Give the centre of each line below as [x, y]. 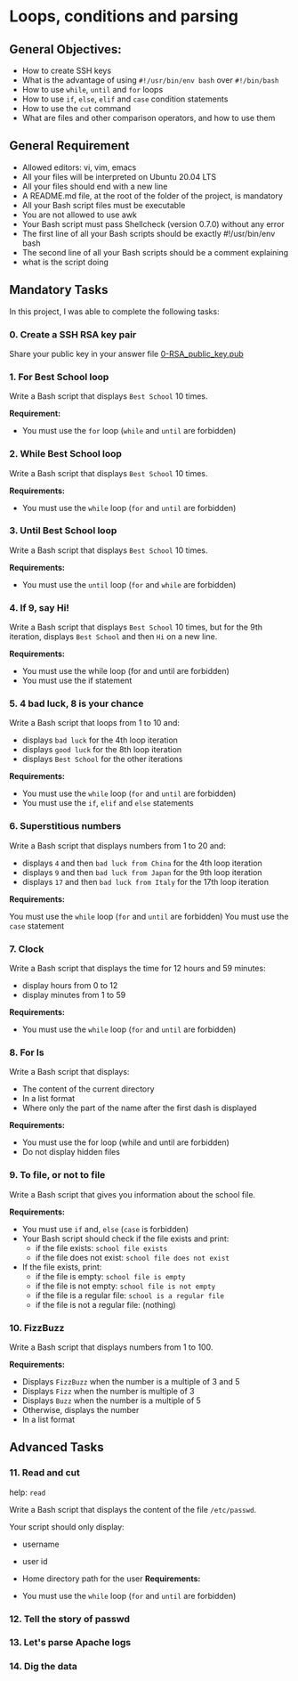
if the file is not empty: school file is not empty [125, 1286]
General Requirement [70, 146]
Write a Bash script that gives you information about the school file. [133, 1194]
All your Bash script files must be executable [104, 205]
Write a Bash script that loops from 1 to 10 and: [95, 723]
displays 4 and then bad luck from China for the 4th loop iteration [142, 863]
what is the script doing [65, 262]
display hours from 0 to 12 [70, 985]
